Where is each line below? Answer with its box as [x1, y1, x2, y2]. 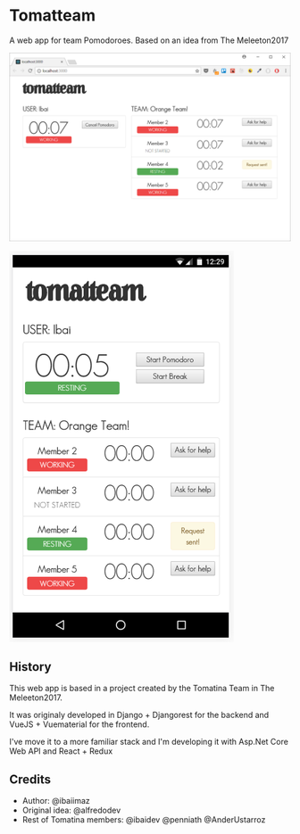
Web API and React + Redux [9, 746, 113, 756]
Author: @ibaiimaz [21, 796, 91, 806]
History [9, 659, 52, 674]
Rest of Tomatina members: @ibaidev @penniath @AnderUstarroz [21, 814, 266, 825]
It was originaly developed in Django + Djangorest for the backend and [9, 710, 270, 721]
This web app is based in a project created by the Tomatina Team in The [9, 683, 275, 694]
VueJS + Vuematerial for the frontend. [9, 719, 150, 730]
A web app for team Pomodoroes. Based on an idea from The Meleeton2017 [9, 35, 289, 45]
